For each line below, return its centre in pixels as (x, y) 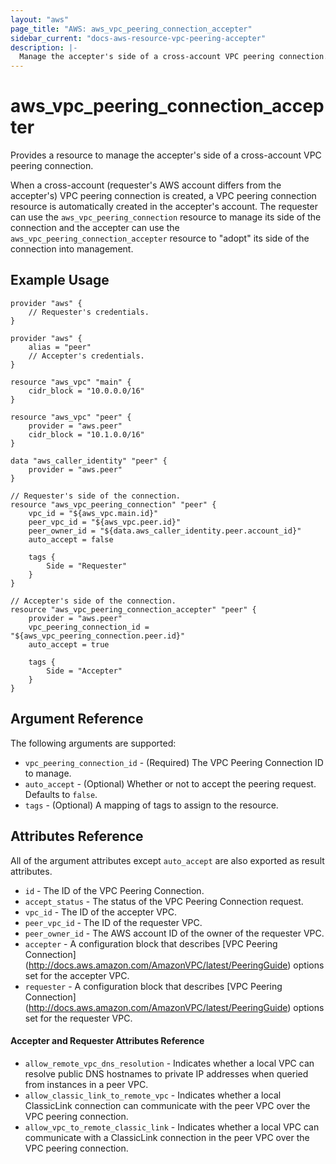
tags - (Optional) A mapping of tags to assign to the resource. (151, 805)
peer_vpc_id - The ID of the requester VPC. (113, 922)
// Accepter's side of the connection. (93, 601)
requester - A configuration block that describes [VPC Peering (153, 986)
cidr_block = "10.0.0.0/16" (86, 391)
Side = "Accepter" (84, 671)
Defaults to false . (61, 794)
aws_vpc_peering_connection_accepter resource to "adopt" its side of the (160, 238)
